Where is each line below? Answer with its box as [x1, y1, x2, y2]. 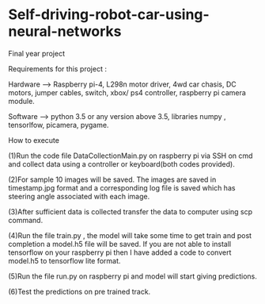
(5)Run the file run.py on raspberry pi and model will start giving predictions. [8, 271, 257, 281]
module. [8, 96, 36, 106]
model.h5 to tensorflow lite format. [8, 256, 121, 265]
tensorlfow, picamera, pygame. [8, 120, 109, 129]
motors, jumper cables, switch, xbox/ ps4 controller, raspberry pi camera [8, 87, 247, 97]
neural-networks [8, 22, 122, 40]
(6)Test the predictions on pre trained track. [8, 287, 151, 296]
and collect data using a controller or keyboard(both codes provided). [8, 159, 235, 168]
